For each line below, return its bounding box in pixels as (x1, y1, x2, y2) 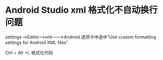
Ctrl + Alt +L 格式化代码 (5, 50, 53, 56)
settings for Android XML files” (5, 39, 69, 45)
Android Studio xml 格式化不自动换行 (5, 4, 158, 16)
